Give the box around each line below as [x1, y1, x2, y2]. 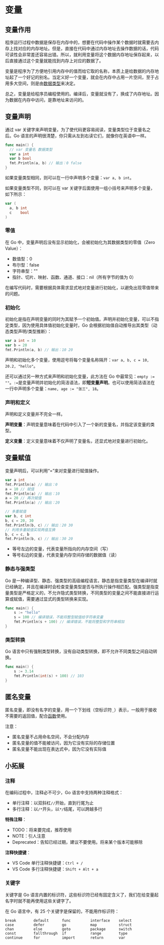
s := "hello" [14, 610, 41, 615]
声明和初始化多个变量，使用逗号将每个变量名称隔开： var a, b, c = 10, [5, 357, 149, 363]
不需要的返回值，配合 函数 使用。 [5, 713, 69, 719]
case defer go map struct [5, 922, 132, 927]
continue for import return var [5, 935, 125, 940]
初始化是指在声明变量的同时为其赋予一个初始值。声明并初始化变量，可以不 [5, 316, 155, 322]
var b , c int [5, 514, 32, 519]
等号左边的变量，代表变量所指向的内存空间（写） [12, 546, 111, 552]
